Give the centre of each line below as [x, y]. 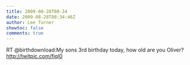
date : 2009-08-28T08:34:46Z [41, 17]
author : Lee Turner [30, 22]
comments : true [25, 33]
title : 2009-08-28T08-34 [37, 11]
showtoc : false [25, 28]
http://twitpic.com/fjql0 [34, 56]
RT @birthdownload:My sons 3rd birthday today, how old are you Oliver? [95, 50]
